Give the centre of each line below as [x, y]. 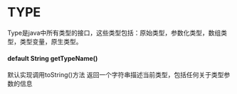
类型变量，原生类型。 [51, 41]
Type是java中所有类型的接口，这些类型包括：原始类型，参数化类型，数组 [114, 33]
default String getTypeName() [53, 58]
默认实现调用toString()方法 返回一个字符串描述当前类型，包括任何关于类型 [116, 75]
